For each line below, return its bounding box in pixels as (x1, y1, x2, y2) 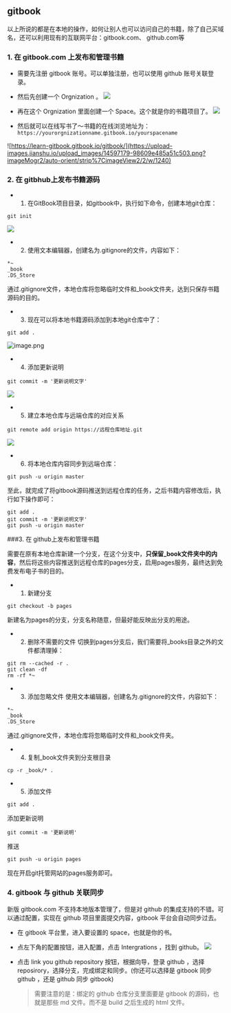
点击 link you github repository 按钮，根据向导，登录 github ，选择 (16, 957, 205, 965)
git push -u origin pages (7, 856, 81, 863)
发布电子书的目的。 (12, 567, 67, 576)
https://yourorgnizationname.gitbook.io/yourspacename (16, 130, 178, 137)
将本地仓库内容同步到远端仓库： (27, 460, 118, 468)
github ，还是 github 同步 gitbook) (16, 974, 114, 983)
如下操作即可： (12, 495, 56, 503)
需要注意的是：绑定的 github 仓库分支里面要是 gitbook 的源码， (34, 990, 213, 998)
